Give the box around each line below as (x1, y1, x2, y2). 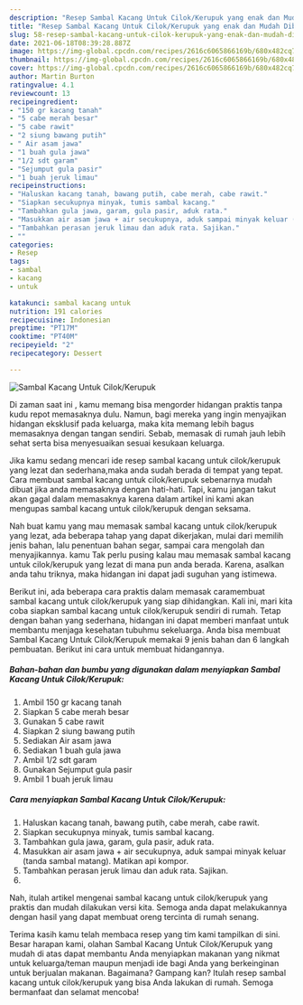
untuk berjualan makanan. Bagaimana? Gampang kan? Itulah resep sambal (9, 967, 287, 978)
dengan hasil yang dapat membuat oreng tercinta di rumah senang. (9, 911, 260, 922)
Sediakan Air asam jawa (22, 735, 112, 746)
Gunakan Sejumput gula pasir (22, 764, 133, 775)
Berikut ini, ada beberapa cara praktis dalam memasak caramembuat (9, 586, 266, 596)
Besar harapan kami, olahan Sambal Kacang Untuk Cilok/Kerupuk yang (9, 938, 273, 949)
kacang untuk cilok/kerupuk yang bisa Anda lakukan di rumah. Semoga (9, 977, 273, 988)
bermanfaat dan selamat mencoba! (9, 986, 140, 997)
